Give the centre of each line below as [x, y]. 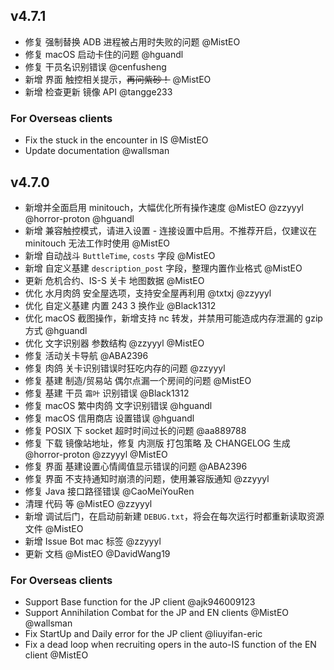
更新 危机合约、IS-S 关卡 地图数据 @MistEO [114, 280]
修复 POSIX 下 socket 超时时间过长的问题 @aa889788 [135, 430]
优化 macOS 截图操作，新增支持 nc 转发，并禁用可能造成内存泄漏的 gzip [173, 318]
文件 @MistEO [54, 528]
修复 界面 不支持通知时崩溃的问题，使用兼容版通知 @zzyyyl [147, 478]
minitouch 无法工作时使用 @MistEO [97, 243]
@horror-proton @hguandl [79, 218]
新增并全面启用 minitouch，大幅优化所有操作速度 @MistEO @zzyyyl [164, 207]
